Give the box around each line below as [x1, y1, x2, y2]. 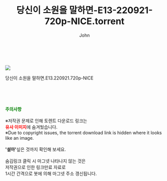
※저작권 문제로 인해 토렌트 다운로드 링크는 [5, 118, 88, 124]
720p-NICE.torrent [44, 16, 125, 27]
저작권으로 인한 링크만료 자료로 [5, 164, 66, 170]
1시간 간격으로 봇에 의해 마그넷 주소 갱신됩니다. [5, 170, 97, 176]
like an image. [5, 135, 34, 141]
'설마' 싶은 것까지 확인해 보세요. [5, 146, 66, 152]
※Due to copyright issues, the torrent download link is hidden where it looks [5, 129, 162, 136]
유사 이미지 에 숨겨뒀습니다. [5, 124, 58, 130]
